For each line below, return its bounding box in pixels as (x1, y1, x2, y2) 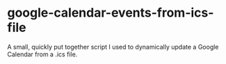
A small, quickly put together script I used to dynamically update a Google (7, 42, 219, 51)
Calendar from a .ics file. (7, 50, 78, 58)
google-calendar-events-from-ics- (7, 5, 214, 21)
